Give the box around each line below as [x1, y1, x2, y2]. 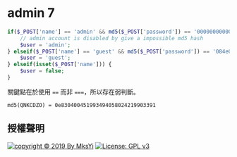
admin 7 [7, 5, 55, 21]
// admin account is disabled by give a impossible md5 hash [20, 34, 203, 42]
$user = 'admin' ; [20, 41, 71, 49]
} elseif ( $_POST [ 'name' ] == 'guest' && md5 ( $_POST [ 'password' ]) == [7, 48, 210, 55]
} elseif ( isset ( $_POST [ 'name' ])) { [7, 61, 112, 68]
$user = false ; [20, 68, 65, 75]
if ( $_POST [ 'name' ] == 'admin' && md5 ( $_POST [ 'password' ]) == [7, 28, 191, 35]
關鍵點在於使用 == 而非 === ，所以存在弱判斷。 [7, 87, 140, 96]
